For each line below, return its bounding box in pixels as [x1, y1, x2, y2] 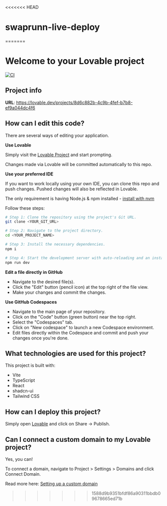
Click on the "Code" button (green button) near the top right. [12, 314, 137, 320]
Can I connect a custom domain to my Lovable [5, 435, 151, 444]
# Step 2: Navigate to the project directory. [5, 228, 103, 233]
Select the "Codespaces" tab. [12, 319, 74, 325]
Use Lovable [5, 142, 31, 148]
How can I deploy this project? [5, 408, 101, 416]
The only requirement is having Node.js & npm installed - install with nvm [5, 195, 155, 201]
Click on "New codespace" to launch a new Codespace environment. [12, 324, 154, 330]
